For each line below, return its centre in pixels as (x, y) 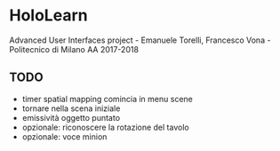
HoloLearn (48, 16)
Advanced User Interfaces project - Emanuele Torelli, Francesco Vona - (140, 40)
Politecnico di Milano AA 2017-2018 (74, 49)
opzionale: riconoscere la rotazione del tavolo (105, 127)
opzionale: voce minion (64, 136)
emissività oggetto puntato (71, 117)
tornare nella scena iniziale (71, 108)
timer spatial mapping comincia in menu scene (107, 99)
